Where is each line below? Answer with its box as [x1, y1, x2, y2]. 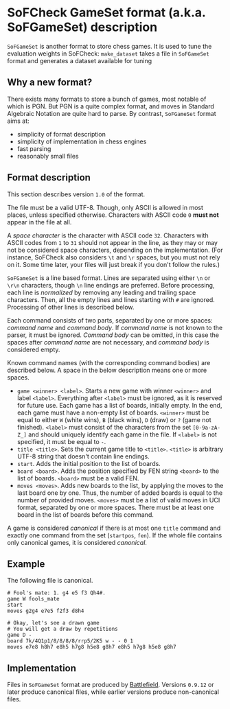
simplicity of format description [16, 130, 106, 138]
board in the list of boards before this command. [16, 510, 154, 519]
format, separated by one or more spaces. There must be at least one [16, 503, 214, 511]
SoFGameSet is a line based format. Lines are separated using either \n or [7, 273, 211, 282]
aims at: [7, 117, 30, 125]
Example [7, 558, 45, 570]
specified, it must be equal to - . [16, 437, 106, 445]
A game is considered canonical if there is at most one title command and [7, 524, 221, 532]
